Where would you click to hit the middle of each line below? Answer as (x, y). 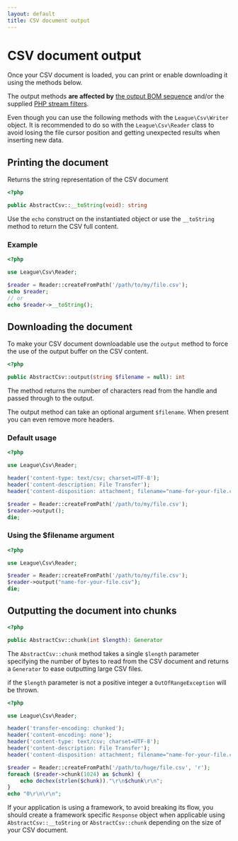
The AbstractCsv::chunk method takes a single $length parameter (103, 653)
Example (23, 244)
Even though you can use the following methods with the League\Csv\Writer (118, 118)
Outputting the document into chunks (92, 611)
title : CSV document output (49, 21)
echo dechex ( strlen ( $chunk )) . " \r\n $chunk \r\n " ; (91, 781)
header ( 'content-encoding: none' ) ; (60, 735)
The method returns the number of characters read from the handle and (112, 391)
